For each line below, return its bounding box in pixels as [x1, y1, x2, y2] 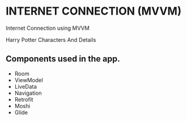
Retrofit [14, 95, 34, 103]
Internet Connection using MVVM [5, 24, 90, 32]
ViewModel [14, 76, 43, 83]
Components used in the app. [5, 54, 120, 64]
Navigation [14, 89, 42, 97]
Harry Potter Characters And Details [5, 36, 96, 43]
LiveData [14, 83, 37, 90]
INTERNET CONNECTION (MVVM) [5, 4, 182, 18]
